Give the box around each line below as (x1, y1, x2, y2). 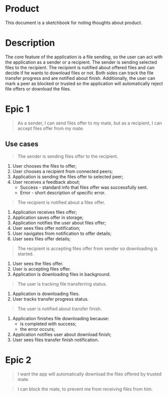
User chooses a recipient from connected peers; (12, 168, 113, 174)
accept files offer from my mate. (17, 125, 84, 131)
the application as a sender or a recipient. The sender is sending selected (5, 59, 157, 65)
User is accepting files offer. (12, 266, 71, 272)
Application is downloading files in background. (12, 271, 111, 277)
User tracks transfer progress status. (12, 296, 89, 302)
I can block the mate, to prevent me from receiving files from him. (17, 386, 153, 392)
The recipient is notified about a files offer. (17, 199, 105, 205)
